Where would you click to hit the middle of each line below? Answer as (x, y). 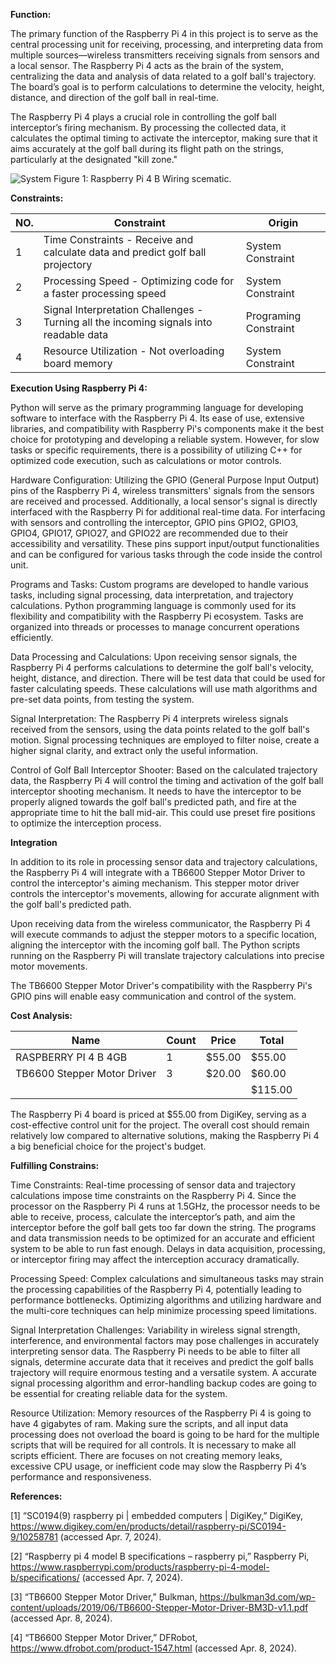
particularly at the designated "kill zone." (94, 159)
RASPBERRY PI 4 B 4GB (71, 1057)
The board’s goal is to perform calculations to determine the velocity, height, (167, 87)
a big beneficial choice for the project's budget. (108, 1146)
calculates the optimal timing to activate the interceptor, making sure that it (164, 138)
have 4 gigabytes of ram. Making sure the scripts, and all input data (149, 1423)
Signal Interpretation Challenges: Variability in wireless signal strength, (155, 1330)
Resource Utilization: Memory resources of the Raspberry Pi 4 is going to (161, 1413)
